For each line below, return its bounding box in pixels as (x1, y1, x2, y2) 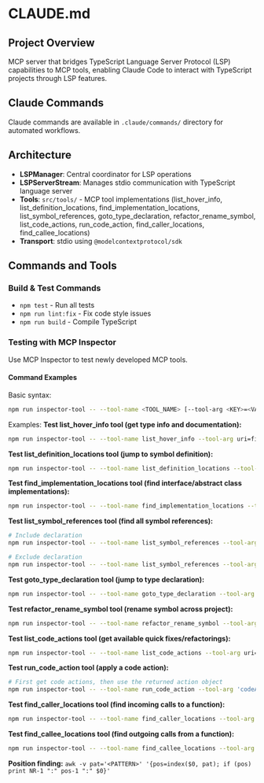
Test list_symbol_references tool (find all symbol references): (8, 516, 214, 526)
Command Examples (8, 373, 77, 382)
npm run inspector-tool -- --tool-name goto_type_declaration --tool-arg (8, 589, 255, 598)
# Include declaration (8, 532, 82, 540)
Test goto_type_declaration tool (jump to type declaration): (8, 574, 205, 584)
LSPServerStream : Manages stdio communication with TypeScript (19, 178, 236, 187)
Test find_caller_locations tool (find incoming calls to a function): (8, 700, 225, 709)
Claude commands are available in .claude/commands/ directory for (8, 117, 224, 127)
